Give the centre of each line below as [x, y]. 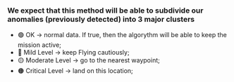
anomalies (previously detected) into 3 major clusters [101, 19]
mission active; [39, 45]
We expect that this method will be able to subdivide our [105, 11]
